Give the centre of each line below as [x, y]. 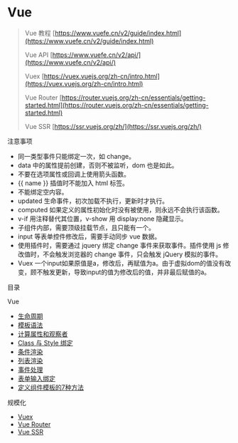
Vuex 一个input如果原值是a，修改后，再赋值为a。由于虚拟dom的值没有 [121, 263]
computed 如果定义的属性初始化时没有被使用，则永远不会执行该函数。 [120, 209]
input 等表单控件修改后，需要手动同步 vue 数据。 [89, 236]
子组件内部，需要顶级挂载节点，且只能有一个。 [86, 227]
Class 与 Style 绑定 [45, 343]
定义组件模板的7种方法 [50, 387]
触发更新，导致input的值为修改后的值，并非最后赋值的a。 [126, 272]
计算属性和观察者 [43, 334]
